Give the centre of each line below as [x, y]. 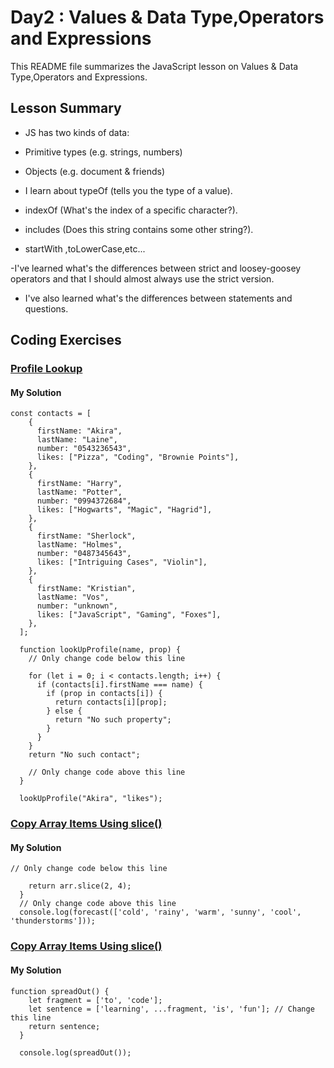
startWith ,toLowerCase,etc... [85, 248]
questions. [46, 308]
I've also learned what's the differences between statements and [158, 298]
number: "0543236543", [84, 449]
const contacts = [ [51, 414]
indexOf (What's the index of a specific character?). [131, 210]
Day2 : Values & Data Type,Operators [167, 17]
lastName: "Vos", [73, 597]
